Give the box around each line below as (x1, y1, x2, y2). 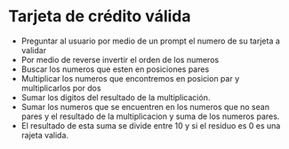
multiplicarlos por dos (20, 82, 101, 93)
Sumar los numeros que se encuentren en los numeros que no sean (20, 101, 270, 112)
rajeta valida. (20, 129, 68, 140)
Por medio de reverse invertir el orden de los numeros (20, 54, 220, 65)
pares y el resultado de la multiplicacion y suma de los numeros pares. (20, 111, 280, 122)
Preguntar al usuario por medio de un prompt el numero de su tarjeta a (20, 35, 281, 46)
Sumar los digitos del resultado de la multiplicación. (20, 91, 211, 103)
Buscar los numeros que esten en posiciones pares (20, 64, 210, 74)
